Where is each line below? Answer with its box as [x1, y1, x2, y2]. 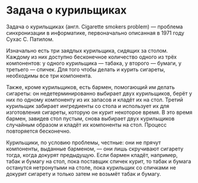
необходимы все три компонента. [6, 72, 93, 79]
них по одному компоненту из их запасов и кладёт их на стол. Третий [6, 96, 183, 103]
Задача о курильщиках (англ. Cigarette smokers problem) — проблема [6, 23, 183, 30]
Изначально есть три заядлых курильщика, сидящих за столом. [6, 47, 168, 54]
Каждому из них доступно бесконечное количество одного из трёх [6, 53, 177, 60]
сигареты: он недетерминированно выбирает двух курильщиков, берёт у [6, 90, 192, 97]
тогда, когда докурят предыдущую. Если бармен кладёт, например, [6, 151, 178, 158]
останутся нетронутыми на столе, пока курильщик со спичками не [6, 164, 176, 171]
